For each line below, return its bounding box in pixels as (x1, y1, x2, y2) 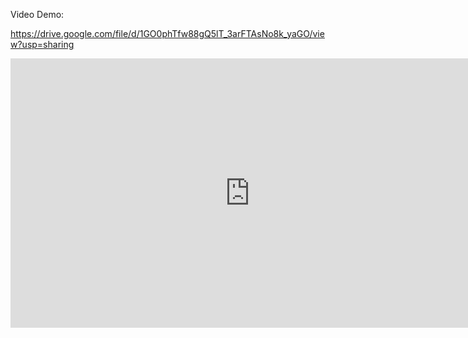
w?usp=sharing (10, 39, 75, 50)
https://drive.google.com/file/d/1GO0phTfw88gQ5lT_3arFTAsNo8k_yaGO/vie (10, 28, 325, 39)
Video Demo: (10, 9, 65, 20)
